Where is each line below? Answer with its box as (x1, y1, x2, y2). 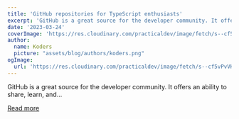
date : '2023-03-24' (7, 23, 65, 30)
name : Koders (14, 43, 53, 50)
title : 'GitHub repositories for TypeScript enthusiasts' (7, 10, 183, 18)
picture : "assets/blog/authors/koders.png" (14, 50, 144, 57)
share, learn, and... (7, 90, 63, 98)
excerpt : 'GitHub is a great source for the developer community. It (7, 17, 218, 24)
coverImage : (7, 30, 43, 38)
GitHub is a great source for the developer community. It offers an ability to (7, 82, 228, 91)
